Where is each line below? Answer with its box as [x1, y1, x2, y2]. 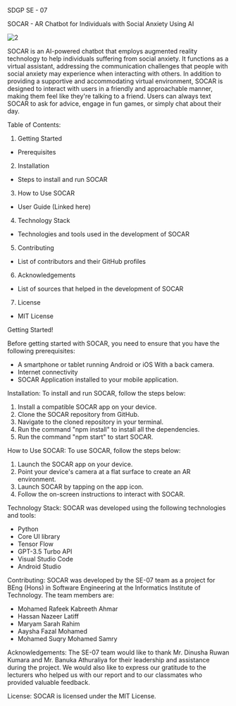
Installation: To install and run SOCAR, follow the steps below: [7, 389, 186, 397]
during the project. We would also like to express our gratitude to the [7, 663, 206, 671]
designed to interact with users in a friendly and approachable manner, [7, 85, 213, 92]
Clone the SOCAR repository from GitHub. [17, 410, 139, 418]
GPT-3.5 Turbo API [17, 547, 73, 556]
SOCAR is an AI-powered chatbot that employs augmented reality [7, 47, 198, 55]
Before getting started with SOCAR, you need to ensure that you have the [7, 339, 220, 348]
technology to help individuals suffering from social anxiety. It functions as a [7, 54, 229, 63]
